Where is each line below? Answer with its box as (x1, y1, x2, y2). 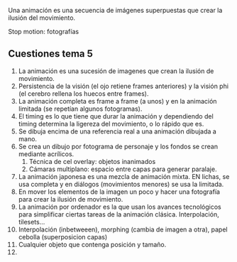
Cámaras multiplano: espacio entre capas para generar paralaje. (28, 165, 217, 173)
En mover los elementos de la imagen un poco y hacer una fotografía (18, 187, 221, 196)
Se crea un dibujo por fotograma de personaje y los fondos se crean (18, 142, 219, 151)
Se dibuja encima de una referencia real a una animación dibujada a (18, 127, 217, 136)
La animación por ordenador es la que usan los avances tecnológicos (18, 202, 222, 211)
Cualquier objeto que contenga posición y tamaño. (18, 240, 167, 249)
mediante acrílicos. (18, 149, 75, 158)
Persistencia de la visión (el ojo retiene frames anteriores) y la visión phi (18, 82, 229, 90)
